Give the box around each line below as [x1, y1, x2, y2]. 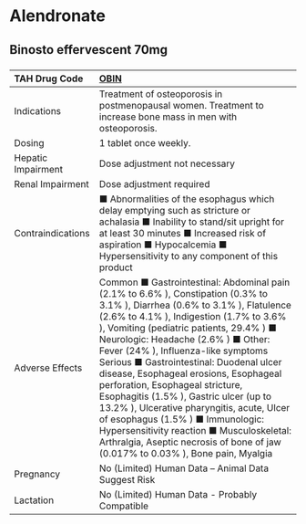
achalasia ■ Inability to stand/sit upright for [98, 215, 285, 228]
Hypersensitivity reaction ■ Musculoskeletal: [98, 424, 292, 436]
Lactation [14, 494, 55, 507]
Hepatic [14, 152, 48, 164]
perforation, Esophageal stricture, [98, 378, 243, 391]
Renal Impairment [14, 177, 89, 190]
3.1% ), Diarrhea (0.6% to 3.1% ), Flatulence [98, 299, 291, 311]
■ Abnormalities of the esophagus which [98, 193, 275, 205]
